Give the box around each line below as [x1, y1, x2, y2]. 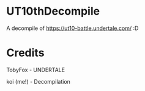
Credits [6, 46, 45, 60]
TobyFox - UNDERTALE [6, 66, 65, 73]
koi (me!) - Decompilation [6, 78, 70, 85]
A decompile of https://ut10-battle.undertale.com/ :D [6, 24, 139, 32]
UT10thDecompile [6, 4, 100, 18]
